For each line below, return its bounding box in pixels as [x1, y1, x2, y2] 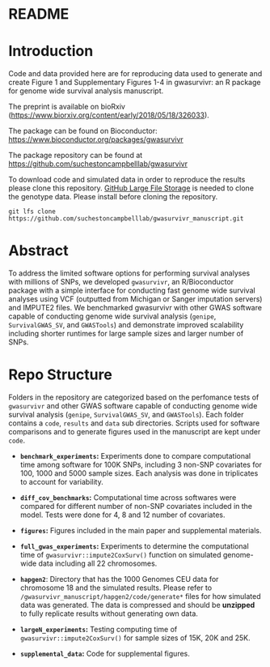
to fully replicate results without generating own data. [19, 609, 198, 618]
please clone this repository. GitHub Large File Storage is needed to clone [8, 183, 255, 193]
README [8, 5, 70, 24]
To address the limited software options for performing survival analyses [8, 268, 251, 278]
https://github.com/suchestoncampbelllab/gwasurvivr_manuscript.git [8, 215, 244, 223]
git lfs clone [8, 207, 57, 216]
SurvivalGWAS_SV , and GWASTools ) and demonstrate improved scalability [8, 320, 244, 330]
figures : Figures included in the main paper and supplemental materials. [19, 526, 262, 535]
